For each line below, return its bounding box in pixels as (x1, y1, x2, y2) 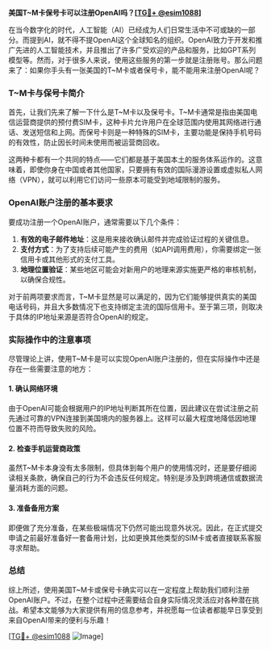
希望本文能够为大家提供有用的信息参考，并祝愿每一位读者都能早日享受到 (22, 605, 263, 614)
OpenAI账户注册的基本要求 (8, 197, 113, 208)
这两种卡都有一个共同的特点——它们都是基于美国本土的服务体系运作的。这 (8, 155, 256, 165)
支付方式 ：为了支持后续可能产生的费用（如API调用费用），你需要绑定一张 (19, 244, 262, 253)
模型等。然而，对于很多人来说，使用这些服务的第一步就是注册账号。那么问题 (8, 56, 263, 65)
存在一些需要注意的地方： (8, 363, 94, 374)
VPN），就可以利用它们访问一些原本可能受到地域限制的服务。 (22, 175, 225, 185)
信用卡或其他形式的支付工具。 (19, 254, 119, 264)
